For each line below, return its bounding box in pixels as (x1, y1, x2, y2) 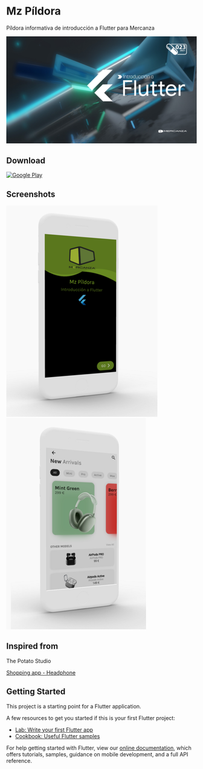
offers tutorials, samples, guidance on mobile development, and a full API (6, 750, 188, 758)
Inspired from (6, 641, 59, 652)
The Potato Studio (6, 657, 51, 664)
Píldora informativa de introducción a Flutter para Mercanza (6, 24, 155, 31)
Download (6, 155, 45, 166)
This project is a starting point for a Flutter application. (6, 702, 141, 710)
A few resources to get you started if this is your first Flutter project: (6, 714, 175, 721)
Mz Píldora (6, 4, 62, 18)
